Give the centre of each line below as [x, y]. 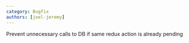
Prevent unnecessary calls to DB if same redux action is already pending [95, 34]
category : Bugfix [28, 11]
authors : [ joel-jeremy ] [36, 17]
